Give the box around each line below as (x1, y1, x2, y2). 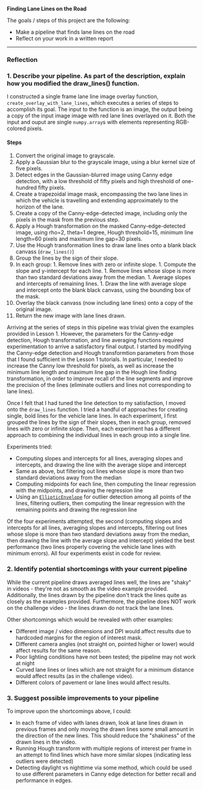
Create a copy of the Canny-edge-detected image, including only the (15, 210, 187, 217)
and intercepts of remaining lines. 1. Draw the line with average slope (15, 280, 187, 287)
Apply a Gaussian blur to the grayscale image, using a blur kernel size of (15, 158, 196, 166)
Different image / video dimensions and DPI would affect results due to (15, 627, 192, 635)
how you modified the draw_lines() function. (7, 79, 140, 87)
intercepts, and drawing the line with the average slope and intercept (15, 461, 187, 469)
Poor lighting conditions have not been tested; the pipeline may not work (15, 653, 196, 660)
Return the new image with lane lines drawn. (15, 312, 126, 319)
